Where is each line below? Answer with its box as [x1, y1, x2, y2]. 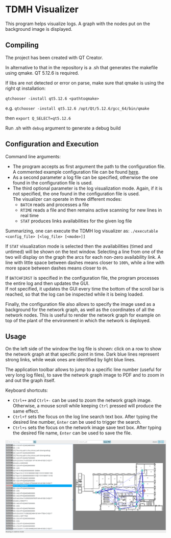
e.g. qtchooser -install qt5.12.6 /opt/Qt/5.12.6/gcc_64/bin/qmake [5, 105, 150, 111]
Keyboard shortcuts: [5, 387, 48, 394]
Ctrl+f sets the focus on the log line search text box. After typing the [12, 413, 158, 420]
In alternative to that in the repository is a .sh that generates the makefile [5, 64, 158, 70]
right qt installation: [5, 85, 46, 91]
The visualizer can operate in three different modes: [12, 196, 122, 202]
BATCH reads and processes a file [20, 201, 89, 208]
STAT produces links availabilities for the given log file [20, 218, 132, 224]
